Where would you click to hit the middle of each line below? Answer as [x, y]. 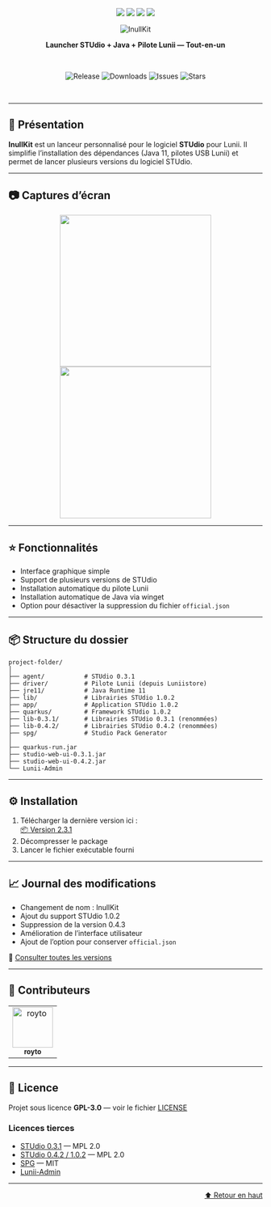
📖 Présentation [46, 125]
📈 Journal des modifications [82, 884]
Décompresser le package [64, 841]
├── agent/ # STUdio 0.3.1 [72, 677]
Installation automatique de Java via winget [92, 597]
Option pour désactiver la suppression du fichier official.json [125, 606]
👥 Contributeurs [49, 991]
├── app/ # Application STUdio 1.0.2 [94, 705]
